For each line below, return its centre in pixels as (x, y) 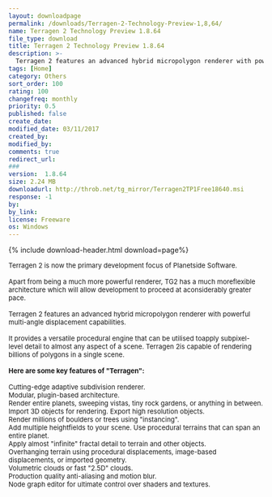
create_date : (30, 122)
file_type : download (43, 39)
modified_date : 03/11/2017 (54, 129)
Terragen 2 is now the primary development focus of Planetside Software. (123, 266)
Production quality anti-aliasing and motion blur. (83, 476)
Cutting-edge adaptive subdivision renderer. (77, 387)
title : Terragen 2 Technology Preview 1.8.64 (86, 46)
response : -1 (30, 197)
